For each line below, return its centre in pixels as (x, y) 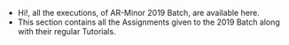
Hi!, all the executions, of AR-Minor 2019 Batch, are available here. (138, 13)
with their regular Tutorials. (67, 31)
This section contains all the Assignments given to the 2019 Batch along (149, 22)
